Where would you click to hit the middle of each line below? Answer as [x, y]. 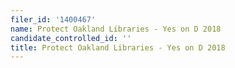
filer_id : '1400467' [53, 19]
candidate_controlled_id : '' [71, 38]
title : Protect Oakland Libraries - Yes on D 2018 [118, 47]
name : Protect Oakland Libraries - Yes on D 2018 [116, 29]
